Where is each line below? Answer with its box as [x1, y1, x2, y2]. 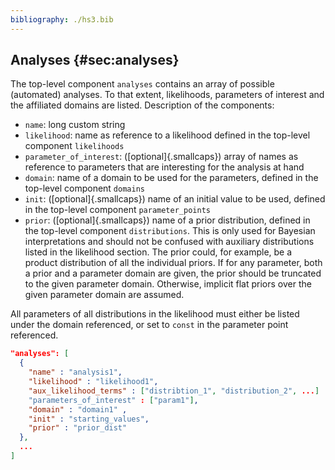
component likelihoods [24, 140, 125, 152]
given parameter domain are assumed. [24, 289, 185, 301]
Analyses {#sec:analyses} [10, 52, 180, 69]
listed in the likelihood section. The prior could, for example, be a [24, 246, 293, 258]
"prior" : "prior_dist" [28, 423, 128, 433]
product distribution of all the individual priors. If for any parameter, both [24, 257, 323, 269]
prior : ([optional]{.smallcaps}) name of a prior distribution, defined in [24, 214, 311, 226]
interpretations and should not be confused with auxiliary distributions [24, 236, 315, 248]
